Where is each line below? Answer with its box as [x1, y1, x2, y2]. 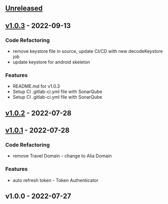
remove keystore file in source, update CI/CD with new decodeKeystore [12, 48, 163, 54]
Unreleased [5, 4, 43, 13]
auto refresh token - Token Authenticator [12, 177, 99, 183]
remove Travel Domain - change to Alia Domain [12, 153, 112, 159]
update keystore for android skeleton [12, 59, 91, 65]
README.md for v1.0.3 [12, 83, 60, 90]
